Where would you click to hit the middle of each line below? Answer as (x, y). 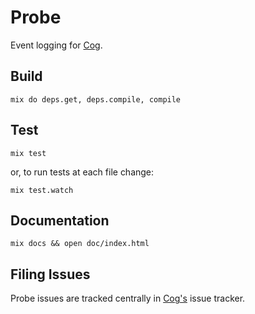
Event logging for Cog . (56, 45)
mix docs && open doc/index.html (80, 244)
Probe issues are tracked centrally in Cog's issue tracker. (128, 298)
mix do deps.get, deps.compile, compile (96, 99)
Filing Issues (50, 274)
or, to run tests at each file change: (82, 172)
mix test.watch (42, 190)
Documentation (60, 220)
